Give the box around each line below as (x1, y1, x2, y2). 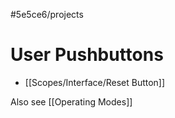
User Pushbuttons (10, 44, 164, 66)
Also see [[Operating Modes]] (10, 95, 133, 108)
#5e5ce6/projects (10, 9, 84, 20)
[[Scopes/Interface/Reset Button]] (24, 76, 166, 88)
